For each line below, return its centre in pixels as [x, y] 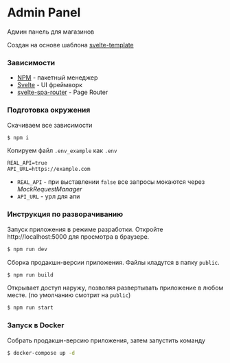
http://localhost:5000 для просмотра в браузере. [78, 236]
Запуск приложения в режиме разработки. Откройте [85, 229]
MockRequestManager [49, 189]
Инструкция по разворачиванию [65, 214]
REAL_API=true [27, 163]
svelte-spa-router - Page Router [62, 92]
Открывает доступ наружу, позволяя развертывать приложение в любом [115, 288]
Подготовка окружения [49, 110]
